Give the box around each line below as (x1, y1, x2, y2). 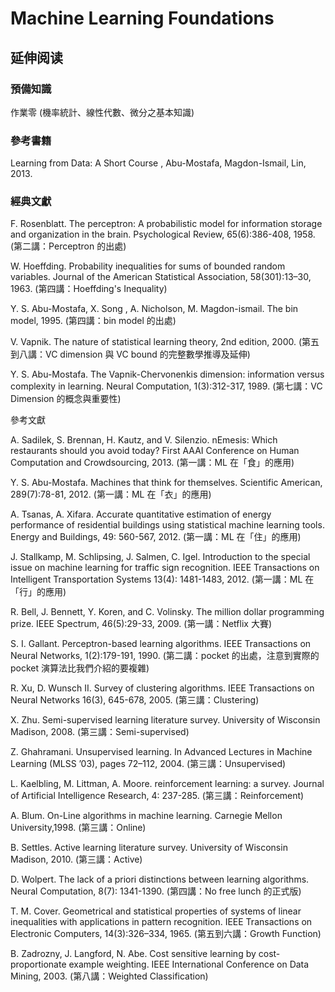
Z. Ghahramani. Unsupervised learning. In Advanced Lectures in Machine (10, 746, 313, 758)
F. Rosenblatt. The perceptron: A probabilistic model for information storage (10, 218, 323, 230)
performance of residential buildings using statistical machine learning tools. (10, 519, 325, 531)
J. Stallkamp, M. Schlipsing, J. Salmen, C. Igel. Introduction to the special (10, 551, 311, 563)
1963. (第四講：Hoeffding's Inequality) (10, 283, 168, 295)
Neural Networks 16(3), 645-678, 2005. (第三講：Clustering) (10, 694, 260, 706)
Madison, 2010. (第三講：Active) (10, 853, 143, 866)
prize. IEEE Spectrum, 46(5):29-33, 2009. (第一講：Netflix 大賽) (10, 618, 272, 630)
